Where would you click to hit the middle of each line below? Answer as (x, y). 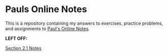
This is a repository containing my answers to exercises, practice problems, (84, 23)
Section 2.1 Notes (23, 48)
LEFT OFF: (16, 38)
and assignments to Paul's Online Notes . (47, 28)
